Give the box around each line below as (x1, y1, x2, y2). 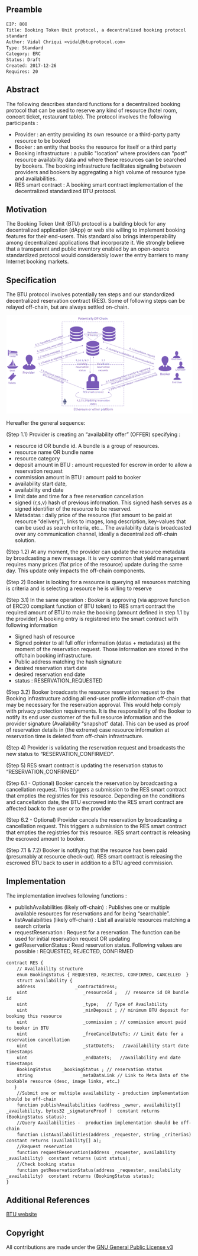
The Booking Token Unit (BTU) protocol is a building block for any (6, 220, 166, 228)
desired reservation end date (14, 671, 86, 678)
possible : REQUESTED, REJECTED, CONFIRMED (14, 947, 134, 954)
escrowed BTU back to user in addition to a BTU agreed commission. (6, 859, 174, 866)
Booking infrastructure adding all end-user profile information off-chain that (6, 694, 190, 701)
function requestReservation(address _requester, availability (17, 1149, 176, 1155)
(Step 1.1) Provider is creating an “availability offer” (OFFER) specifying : (6, 431, 181, 438)
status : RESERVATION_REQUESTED (14, 677, 103, 684)
